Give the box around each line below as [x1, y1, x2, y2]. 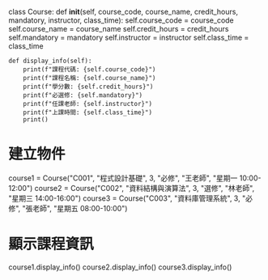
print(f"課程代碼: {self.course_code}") [23, 66, 156, 74]
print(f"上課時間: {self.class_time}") [23, 108, 152, 117]
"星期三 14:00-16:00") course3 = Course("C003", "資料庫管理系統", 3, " [8, 193, 246, 203]
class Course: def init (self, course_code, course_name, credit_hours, [8, 7, 239, 16]
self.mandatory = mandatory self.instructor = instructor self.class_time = [8, 32, 249, 42]
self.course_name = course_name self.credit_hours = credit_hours [8, 24, 229, 33]
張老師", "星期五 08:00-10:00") [25, 203, 128, 213]
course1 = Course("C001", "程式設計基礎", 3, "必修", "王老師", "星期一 [8, 173, 238, 183]
